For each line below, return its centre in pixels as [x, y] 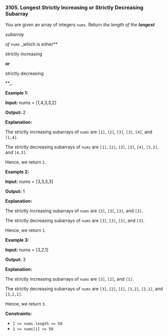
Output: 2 [16, 113]
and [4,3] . [16, 152]
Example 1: [17, 93]
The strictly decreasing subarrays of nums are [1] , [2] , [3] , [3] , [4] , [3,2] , [82, 147]
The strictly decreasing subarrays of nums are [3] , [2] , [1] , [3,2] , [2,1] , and [84, 289]
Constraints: [19, 314]
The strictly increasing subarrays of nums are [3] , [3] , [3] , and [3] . [74, 211]
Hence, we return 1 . [26, 230]
